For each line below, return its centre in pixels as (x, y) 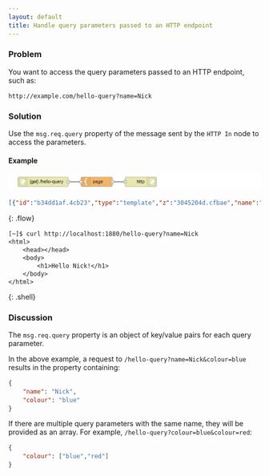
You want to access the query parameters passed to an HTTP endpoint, (126, 71)
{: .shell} (22, 296)
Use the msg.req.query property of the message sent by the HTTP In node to (134, 134)
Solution (25, 116)
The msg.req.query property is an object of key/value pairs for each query (130, 335)
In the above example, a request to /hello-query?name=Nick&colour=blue (127, 359)
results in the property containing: (64, 367)
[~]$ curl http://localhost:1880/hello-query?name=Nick (103, 234)
